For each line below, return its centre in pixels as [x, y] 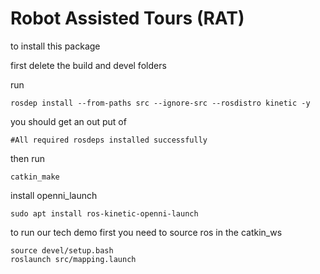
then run [28, 158]
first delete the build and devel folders [88, 65]
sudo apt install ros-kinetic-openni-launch [104, 213]
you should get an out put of [68, 121]
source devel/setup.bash [62, 250]
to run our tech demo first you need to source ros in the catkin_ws [146, 232]
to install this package [55, 46]
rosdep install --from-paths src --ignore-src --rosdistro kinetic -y [160, 103]
